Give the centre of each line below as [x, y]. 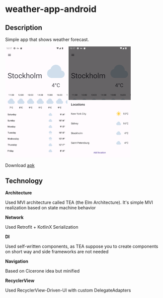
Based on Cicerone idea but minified [42, 271]
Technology [24, 181]
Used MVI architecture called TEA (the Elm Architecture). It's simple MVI [79, 202]
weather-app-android [51, 9]
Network [14, 217]
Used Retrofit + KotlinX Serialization [42, 227]
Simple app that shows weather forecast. [47, 39]
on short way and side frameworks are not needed [57, 252]
